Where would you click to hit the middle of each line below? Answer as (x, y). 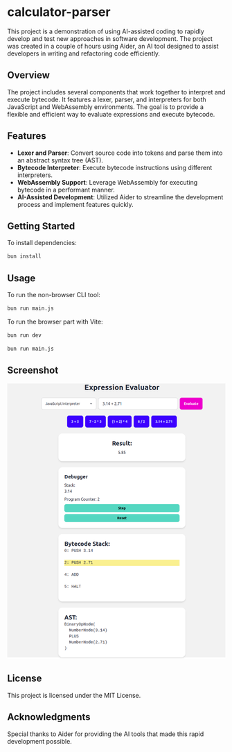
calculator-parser (59, 12)
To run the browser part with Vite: (55, 321)
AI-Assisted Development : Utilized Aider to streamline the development (120, 197)
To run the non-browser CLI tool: (54, 295)
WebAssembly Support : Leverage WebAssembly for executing (107, 182)
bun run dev (24, 335)
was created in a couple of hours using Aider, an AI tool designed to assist (113, 46)
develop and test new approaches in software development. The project (110, 38)
